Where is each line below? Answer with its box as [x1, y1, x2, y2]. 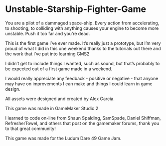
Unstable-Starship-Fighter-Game [5, 3, 146, 15]
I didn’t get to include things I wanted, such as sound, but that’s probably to [5, 60, 160, 66]
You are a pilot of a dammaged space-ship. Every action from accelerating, [5, 20, 160, 26]
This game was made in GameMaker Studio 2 [5, 105, 99, 111]
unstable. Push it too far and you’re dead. [5, 30, 90, 36]
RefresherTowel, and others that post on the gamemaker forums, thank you [5, 120, 160, 126]
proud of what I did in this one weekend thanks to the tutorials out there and [5, 45, 161, 51]
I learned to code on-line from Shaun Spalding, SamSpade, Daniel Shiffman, [5, 115, 161, 121]
